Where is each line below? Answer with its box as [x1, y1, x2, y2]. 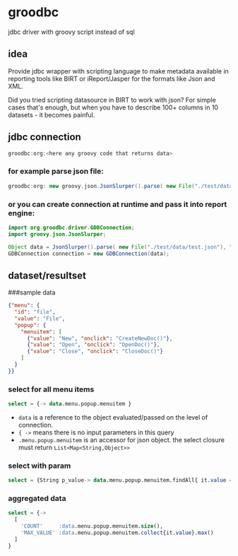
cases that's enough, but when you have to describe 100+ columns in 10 [8, 103, 218, 112]
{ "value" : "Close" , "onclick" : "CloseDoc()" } [26, 348, 163, 355]
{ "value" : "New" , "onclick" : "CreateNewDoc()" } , [26, 335, 173, 342]
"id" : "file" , [14, 309, 56, 316]
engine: [8, 208, 35, 218]
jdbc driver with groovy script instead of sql [8, 28, 135, 36]
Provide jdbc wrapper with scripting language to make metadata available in [8, 66, 229, 75]
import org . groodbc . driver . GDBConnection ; [8, 224, 135, 231]
